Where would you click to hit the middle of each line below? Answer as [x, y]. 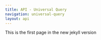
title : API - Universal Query [36, 10]
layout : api [17, 19]
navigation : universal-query [35, 14]
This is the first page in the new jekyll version [51, 33]
